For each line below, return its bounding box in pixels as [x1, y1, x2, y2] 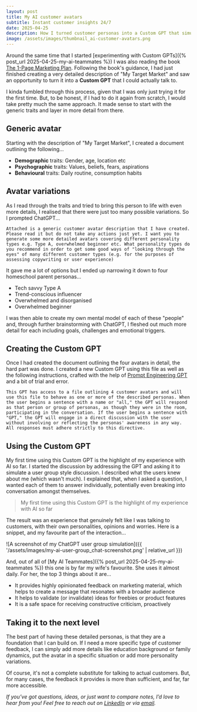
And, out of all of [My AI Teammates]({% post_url [6, 558, 125, 565]
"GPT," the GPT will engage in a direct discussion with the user [6, 415, 172, 421]
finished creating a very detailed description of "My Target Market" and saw [6, 71, 190, 77]
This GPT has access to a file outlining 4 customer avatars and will [6, 389, 182, 396]
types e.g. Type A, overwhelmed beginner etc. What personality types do [6, 241, 191, 247]
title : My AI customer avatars [6, 14, 83, 20]
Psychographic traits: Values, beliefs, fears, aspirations [14, 163, 150, 170]
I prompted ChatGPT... [6, 214, 60, 222]
